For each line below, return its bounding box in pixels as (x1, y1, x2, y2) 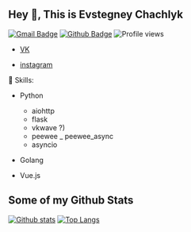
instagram (19, 60, 53, 69)
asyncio (31, 140, 58, 149)
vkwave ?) (31, 122, 66, 132)
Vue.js (19, 170, 41, 180)
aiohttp (31, 106, 55, 115)
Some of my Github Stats (8, 194, 134, 207)
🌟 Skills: (8, 75, 34, 84)
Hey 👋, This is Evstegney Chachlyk (8, 8, 184, 21)
